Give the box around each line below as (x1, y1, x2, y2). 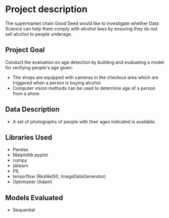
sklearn (12, 163, 29, 169)
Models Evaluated (5, 193, 63, 202)
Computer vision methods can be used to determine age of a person (12, 85, 156, 91)
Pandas (12, 147, 29, 153)
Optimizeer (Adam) (12, 179, 53, 185)
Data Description (5, 105, 60, 114)
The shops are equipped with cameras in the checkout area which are (12, 74, 158, 80)
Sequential (12, 207, 35, 213)
